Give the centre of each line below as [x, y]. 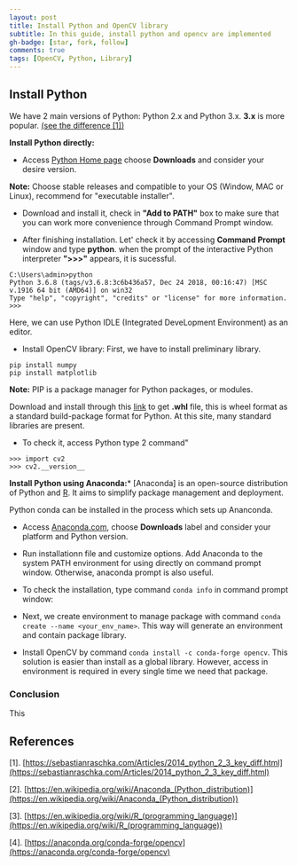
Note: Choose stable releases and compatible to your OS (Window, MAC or [146, 186]
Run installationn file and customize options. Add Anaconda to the [142, 553]
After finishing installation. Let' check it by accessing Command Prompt [153, 240]
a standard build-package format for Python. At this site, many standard [141, 416]
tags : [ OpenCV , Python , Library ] [71, 59]
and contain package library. [74, 634]
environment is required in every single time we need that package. [145, 671]
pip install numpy [43, 365]
